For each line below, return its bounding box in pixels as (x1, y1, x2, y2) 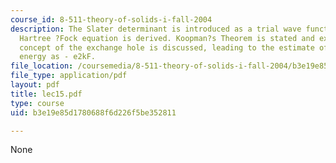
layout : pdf (10, 80, 60, 90)
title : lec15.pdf (10, 89, 83, 99)
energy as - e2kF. (19, 52, 97, 62)
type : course (10, 98, 65, 108)
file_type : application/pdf (10, 71, 128, 81)
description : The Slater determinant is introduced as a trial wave (10, 24, 302, 34)
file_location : (10, 61, 74, 71)
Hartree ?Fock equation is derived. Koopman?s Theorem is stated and (19, 33, 315, 43)
